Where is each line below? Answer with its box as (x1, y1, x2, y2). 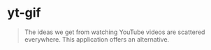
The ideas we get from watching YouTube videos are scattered (24, 28, 205, 36)
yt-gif (7, 5, 41, 21)
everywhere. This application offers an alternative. (24, 35, 170, 43)
